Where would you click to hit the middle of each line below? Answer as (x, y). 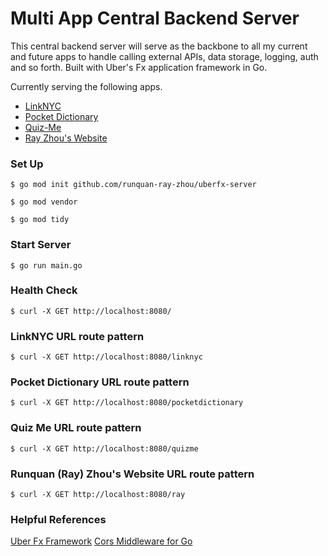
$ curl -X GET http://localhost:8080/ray (98, 495)
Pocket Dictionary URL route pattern (100, 382)
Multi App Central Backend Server (155, 18)
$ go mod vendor (44, 202)
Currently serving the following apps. (86, 86)
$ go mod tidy (40, 220)
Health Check (44, 290)
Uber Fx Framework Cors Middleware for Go (101, 541)
